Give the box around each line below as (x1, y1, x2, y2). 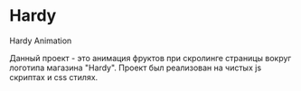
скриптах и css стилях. (9, 71, 99, 82)
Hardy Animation (9, 35, 72, 46)
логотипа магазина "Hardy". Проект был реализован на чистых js (9, 62, 262, 73)
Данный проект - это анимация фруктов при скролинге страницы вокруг (9, 52, 292, 63)
